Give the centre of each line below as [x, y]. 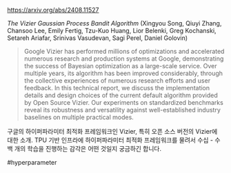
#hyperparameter [32, 162]
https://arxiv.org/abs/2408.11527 [53, 10]
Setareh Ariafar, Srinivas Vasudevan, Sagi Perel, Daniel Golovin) [98, 38]
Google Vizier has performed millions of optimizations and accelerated [124, 51]
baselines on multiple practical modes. [79, 117]
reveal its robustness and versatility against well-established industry [122, 110]
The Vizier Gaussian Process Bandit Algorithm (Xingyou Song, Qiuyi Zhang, [114, 23]
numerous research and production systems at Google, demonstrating [124, 59]
